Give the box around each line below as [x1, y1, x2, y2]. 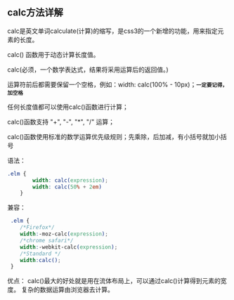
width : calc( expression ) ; [32, 176, 109, 184]
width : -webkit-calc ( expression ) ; [20, 243, 118, 251]
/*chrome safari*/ [20, 237, 74, 244]
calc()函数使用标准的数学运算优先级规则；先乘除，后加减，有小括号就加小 [7, 132, 221, 141]
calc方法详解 [7, 6, 63, 19]
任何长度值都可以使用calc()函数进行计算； [7, 103, 129, 111]
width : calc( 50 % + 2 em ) [32, 183, 102, 190]
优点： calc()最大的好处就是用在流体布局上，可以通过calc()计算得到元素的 [7, 277, 221, 285]
